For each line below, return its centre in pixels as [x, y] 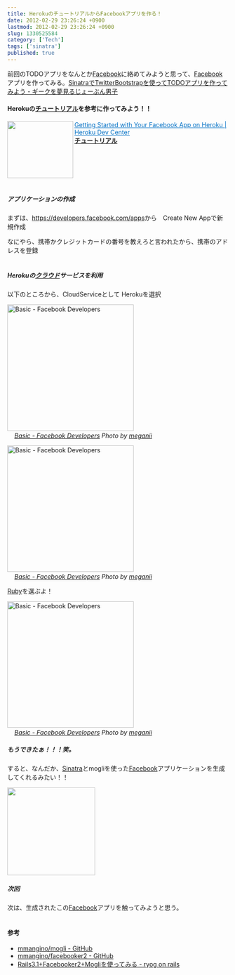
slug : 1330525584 [33, 33]
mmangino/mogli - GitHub [55, 948]
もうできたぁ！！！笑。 [41, 750]
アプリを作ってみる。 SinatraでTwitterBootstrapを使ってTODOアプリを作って [117, 82]
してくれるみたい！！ [38, 777]
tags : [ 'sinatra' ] [34, 46]
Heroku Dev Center [102, 132]
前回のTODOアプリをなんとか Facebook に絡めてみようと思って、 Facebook [115, 74]
